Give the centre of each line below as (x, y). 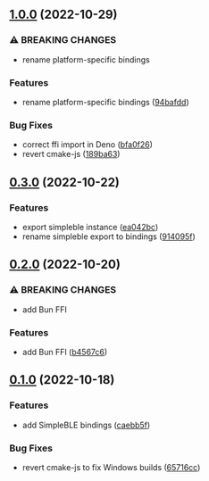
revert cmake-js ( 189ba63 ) (71, 154)
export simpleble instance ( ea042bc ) (90, 227)
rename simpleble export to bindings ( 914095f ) (109, 236)
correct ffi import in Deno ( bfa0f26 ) (88, 145)
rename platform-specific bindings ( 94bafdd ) (105, 102)
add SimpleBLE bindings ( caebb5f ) (86, 425)
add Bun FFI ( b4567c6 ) (65, 352)
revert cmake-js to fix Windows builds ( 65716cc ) (111, 467)
